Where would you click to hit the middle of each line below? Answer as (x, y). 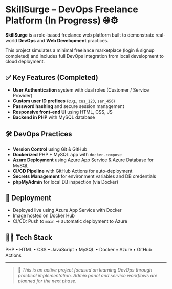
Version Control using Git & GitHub (50, 149)
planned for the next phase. (47, 281)
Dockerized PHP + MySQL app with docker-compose (67, 154)
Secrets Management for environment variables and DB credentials (84, 176)
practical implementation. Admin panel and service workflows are (88, 276)
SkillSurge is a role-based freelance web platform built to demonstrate (80, 35)
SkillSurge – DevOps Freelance (72, 10)
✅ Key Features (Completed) (52, 77)
